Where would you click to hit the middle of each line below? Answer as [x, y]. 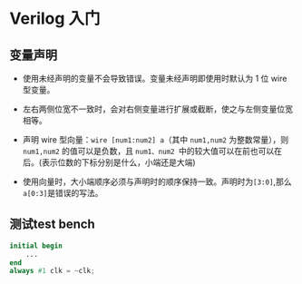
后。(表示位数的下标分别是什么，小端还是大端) [109, 162]
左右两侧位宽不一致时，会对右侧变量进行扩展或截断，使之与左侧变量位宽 [157, 109]
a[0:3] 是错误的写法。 [63, 193]
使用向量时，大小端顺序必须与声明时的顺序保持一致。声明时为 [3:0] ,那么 [157, 181]
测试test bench [52, 225]
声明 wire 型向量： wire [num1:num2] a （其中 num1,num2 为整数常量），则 [155, 140]
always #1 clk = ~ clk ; [52, 271]
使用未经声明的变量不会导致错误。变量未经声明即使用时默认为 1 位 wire [155, 78]
